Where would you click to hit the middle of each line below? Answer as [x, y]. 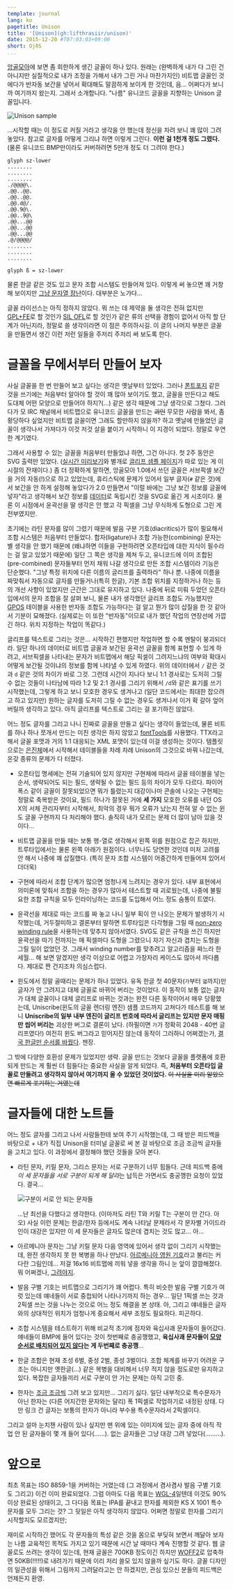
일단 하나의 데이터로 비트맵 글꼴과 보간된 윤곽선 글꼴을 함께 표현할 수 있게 [115, 648]
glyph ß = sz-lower [35, 271]
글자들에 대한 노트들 [61, 1114]
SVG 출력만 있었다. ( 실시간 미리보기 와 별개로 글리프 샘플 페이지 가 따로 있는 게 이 [115, 461]
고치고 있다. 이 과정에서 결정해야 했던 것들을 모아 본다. [88, 1152]
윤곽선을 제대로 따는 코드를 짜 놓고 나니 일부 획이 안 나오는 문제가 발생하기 [117, 914]
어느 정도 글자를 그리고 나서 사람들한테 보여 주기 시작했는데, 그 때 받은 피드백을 [114, 1134]
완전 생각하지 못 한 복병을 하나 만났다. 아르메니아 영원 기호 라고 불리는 [120, 1255]
